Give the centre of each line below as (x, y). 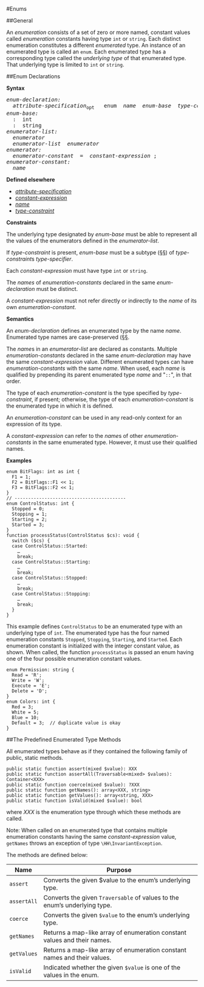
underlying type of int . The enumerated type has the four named (88, 633)
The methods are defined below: (47, 855)
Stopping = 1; (29, 514)
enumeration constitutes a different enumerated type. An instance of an (96, 45)
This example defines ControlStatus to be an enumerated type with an (94, 626)
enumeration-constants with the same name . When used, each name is (96, 368)
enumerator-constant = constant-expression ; (85, 155)
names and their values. (77, 957)
